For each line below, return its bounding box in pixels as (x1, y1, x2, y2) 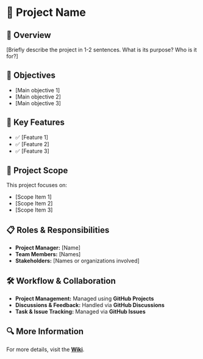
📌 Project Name (6, 6, 87, 20)
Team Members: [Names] (15, 251, 81, 258)
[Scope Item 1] (15, 193, 52, 201)
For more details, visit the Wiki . (6, 346, 85, 353)
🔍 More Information (6, 327, 84, 337)
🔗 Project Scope (6, 165, 68, 176)
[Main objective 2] (15, 93, 61, 100)
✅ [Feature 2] (15, 140, 50, 147)
